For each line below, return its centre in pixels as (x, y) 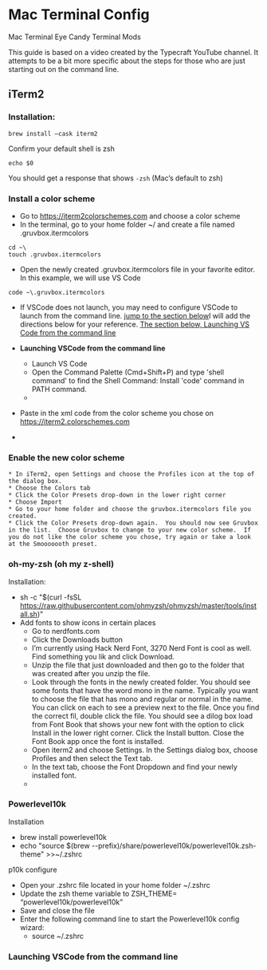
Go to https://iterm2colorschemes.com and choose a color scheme (130, 216)
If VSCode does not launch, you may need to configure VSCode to (129, 307)
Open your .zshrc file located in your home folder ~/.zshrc (115, 885)
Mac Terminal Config (79, 15)
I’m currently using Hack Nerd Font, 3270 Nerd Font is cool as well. (141, 647)
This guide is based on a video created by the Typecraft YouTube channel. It (133, 52)
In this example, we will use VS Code (80, 278)
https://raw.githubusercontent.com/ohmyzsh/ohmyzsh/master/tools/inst (138, 605)
